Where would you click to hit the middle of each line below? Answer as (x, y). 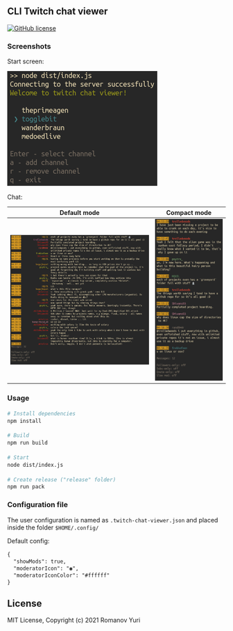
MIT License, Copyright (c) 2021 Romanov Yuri (74, 620)
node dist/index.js (35, 465)
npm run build (28, 443)
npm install (24, 421)
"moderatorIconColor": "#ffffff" (62, 575)
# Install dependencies (42, 413)
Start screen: (26, 61)
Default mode (79, 212)
